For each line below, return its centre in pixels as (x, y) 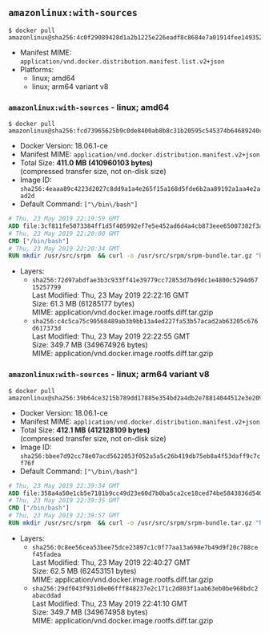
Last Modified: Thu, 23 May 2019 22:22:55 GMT (111, 336)
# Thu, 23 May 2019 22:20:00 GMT (64, 233)
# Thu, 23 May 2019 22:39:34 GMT (64, 485)
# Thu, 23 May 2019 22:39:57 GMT (64, 516)
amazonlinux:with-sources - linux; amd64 (89, 107)
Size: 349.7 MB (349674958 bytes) (90, 612)
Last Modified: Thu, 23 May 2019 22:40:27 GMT (111, 562)
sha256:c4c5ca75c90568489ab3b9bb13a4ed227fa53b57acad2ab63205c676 (145, 322)
